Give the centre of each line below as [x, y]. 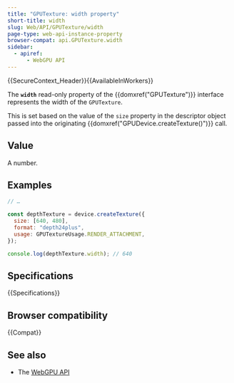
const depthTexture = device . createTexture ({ [76, 214]
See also [27, 355]
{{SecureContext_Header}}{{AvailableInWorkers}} [81, 80]
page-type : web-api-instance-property [65, 34]
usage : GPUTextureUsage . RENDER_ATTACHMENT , [79, 234]
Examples [30, 185]
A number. [22, 163]
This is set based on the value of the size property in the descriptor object [117, 115]
